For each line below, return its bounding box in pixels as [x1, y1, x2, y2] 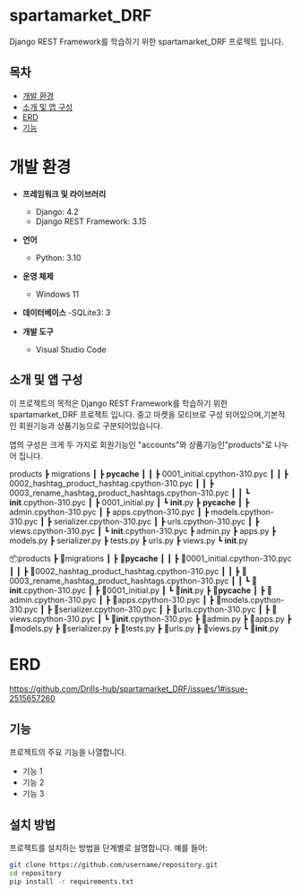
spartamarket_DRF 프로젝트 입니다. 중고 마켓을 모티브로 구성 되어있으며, [9, 409, 264, 419]
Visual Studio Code [35, 344, 107, 355]
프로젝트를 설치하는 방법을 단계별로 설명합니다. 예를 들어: [9, 843, 208, 854]
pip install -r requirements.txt [9, 877, 134, 886]
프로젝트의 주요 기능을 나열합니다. [9, 747, 127, 758]
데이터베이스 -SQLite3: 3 [21, 306, 111, 318]
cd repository [9, 868, 63, 878]
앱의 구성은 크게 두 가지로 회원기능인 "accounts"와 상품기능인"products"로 [9, 439, 273, 450]
